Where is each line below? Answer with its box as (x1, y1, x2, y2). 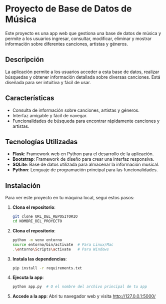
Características (5, 94, 54, 103)
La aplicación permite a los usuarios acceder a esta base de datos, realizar (5, 69, 159, 75)
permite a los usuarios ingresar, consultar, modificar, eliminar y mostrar (5, 36, 151, 42)
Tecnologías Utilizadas (5, 137, 78, 146)
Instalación (5, 181, 41, 190)
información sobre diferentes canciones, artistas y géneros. (5, 41, 128, 47)
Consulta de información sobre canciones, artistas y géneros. (12, 107, 140, 113)
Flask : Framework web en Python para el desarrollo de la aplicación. (12, 151, 154, 157)
